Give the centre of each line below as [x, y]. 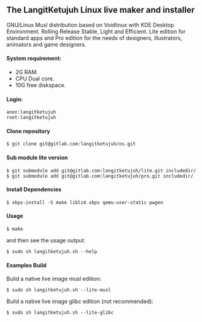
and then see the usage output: [46, 240]
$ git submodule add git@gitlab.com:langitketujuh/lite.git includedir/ [101, 171]
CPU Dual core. [35, 79]
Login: [15, 99]
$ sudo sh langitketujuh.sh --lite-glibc [60, 313]
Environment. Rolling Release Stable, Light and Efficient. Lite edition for [96, 31]
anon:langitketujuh [31, 112]
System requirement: [34, 58]
